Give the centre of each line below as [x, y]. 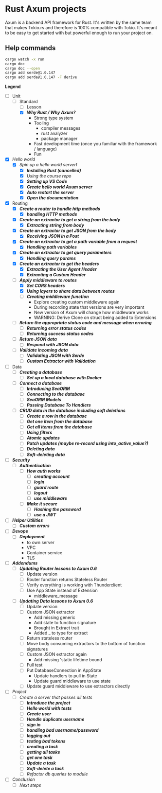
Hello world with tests [49, 708]
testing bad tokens [46, 741]
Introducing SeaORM [48, 388]
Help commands [30, 48]
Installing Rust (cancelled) [54, 170]
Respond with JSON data [53, 345]
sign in [34, 724]
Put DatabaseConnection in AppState [64, 670]
